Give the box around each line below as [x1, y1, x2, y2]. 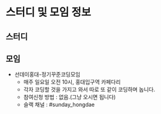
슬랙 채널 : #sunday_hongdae [23, 101, 95, 109]
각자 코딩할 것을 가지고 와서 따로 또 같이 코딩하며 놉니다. [23, 86, 156, 93]
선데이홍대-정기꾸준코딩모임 [14, 71, 81, 78]
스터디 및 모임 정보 [5, 5, 91, 19]
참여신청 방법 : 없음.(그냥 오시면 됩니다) [23, 93, 116, 101]
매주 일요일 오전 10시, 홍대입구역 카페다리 [23, 78, 121, 86]
